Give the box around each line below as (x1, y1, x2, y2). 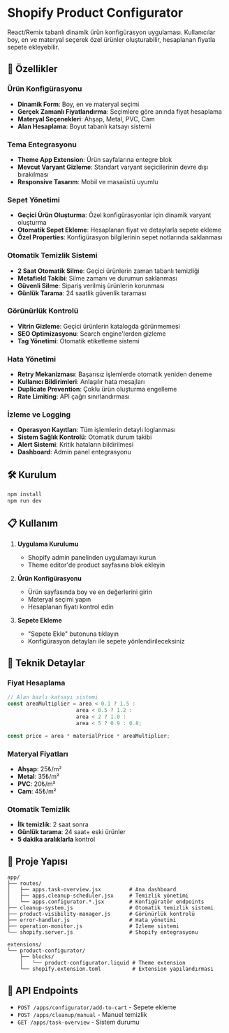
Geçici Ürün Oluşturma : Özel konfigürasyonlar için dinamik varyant (17, 211, 212, 219)
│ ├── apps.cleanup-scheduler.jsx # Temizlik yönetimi (7, 892, 189, 900)
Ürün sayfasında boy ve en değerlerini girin (27, 588, 152, 596)
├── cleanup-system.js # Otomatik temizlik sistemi (7, 905, 214, 912)
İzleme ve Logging (7, 410, 71, 419)
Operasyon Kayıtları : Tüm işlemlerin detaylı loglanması (17, 426, 176, 434)
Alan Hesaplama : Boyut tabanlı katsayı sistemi (17, 122, 152, 131)
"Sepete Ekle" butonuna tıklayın (27, 630, 119, 638)
